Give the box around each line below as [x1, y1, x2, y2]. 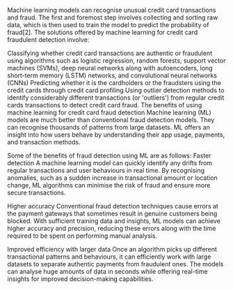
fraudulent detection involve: [7, 36, 90, 44]
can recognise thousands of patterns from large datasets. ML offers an [7, 123, 211, 131]
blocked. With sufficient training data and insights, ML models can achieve [7, 217, 220, 225]
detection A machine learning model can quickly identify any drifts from [7, 159, 213, 167]
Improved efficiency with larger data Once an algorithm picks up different [7, 245, 218, 253]
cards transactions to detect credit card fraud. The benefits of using [7, 101, 202, 109]
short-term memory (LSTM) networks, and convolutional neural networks [7, 71, 218, 79]
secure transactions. [7, 188, 66, 197]
